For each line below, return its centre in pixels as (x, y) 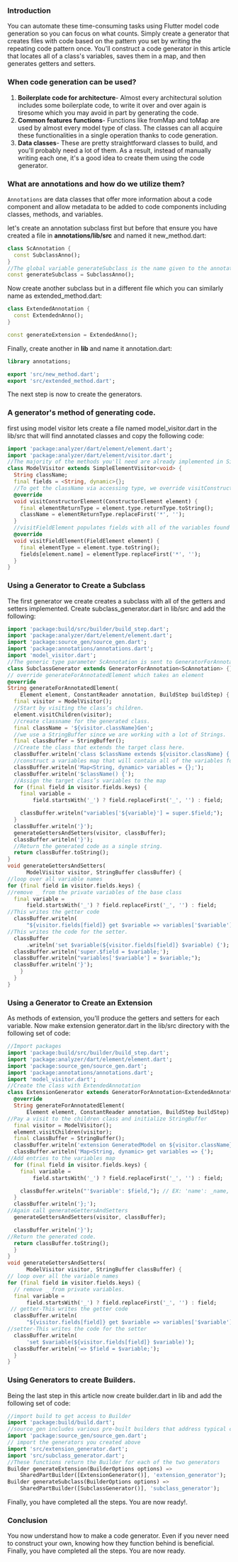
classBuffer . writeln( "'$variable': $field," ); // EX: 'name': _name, (125, 1191)
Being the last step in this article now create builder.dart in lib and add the (115, 1395)
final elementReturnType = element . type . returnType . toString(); (117, 508)
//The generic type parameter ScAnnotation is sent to (90, 662)
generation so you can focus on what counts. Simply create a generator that (118, 33)
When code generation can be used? (72, 82)
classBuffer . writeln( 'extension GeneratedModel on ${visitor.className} (123, 1145)
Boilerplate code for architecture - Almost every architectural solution (119, 97)
